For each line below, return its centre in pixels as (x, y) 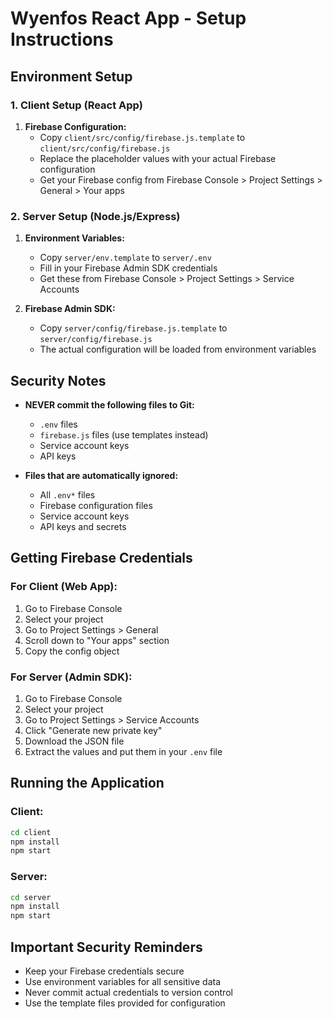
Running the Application (87, 783)
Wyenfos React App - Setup (128, 18)
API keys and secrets (83, 526)
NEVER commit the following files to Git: (109, 404)
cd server (31, 897)
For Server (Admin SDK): (71, 677)
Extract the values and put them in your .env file (123, 751)
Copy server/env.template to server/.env (125, 258)
